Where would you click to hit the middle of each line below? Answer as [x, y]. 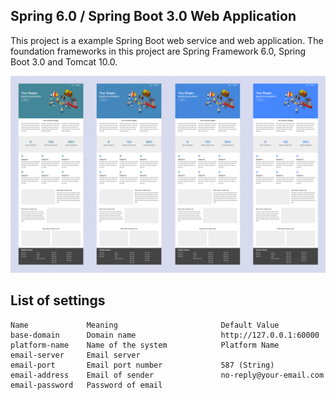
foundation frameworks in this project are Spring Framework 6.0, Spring [158, 51]
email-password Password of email [86, 385]
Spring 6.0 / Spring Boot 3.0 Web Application [153, 16]
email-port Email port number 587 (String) [142, 365]
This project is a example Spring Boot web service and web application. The [167, 40]
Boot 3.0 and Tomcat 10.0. [64, 61]
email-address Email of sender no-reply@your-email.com [167, 375]
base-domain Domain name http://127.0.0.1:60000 [165, 335]
